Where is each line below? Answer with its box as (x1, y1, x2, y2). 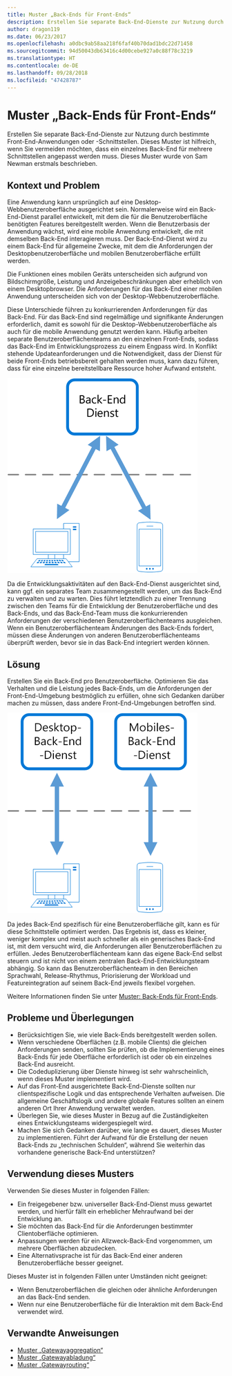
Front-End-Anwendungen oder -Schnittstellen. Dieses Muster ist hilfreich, (7, 138, 217, 146)
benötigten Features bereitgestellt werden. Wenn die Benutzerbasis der (7, 220, 211, 228)
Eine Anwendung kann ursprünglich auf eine (7, 198, 133, 207)
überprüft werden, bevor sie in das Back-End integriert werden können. (7, 639, 210, 647)
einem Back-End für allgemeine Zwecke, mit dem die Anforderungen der (7, 242, 213, 250)
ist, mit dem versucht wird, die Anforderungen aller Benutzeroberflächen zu (7, 942, 222, 950)
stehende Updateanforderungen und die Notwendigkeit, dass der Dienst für (7, 350, 222, 358)
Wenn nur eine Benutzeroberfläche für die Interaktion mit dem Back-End (17, 1300, 223, 1308)
